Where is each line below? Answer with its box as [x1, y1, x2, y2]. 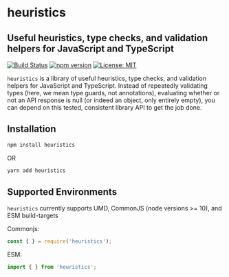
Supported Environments [7, 186, 118, 197]
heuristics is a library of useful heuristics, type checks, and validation [7, 74, 207, 82]
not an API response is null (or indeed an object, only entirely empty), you [7, 96, 215, 104]
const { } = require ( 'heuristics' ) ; [7, 238, 112, 245]
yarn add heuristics [7, 167, 67, 174]
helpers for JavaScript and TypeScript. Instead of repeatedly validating [7, 82, 208, 90]
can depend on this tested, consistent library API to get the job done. [7, 104, 202, 111]
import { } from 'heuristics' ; [7, 264, 97, 271]
